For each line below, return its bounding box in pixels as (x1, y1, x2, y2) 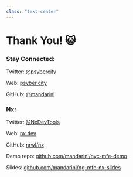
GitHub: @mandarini (6, 91, 55, 98)
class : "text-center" (6, 8, 59, 15)
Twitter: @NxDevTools (6, 118, 60, 126)
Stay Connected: (6, 55, 55, 63)
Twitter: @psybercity (6, 68, 57, 75)
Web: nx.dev (6, 130, 37, 137)
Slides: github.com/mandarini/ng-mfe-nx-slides (6, 164, 121, 171)
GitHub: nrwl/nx (6, 141, 45, 148)
